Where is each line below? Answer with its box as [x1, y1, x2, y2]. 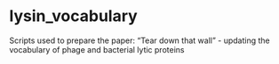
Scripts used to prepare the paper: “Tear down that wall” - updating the [9, 35, 270, 46]
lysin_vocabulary [9, 6, 138, 26]
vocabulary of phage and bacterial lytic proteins [9, 44, 185, 54]
